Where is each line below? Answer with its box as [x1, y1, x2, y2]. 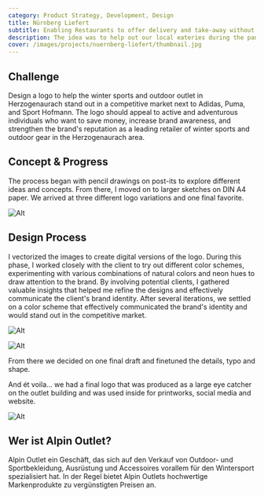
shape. [8, 364, 31, 374]
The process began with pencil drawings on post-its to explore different [8, 176, 241, 186]
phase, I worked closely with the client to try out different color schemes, [8, 260, 245, 270]
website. [8, 396, 36, 406]
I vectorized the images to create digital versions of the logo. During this [8, 252, 242, 261]
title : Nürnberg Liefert [8, 19, 90, 27]
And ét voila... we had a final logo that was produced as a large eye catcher [8, 379, 252, 389]
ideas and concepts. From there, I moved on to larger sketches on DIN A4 [8, 184, 246, 193]
